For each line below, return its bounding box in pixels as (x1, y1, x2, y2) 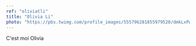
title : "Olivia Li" (6, 14, 54, 20)
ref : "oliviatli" (6, 8, 48, 14)
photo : (6, 19, 22, 25)
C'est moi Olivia (6, 35, 44, 42)
